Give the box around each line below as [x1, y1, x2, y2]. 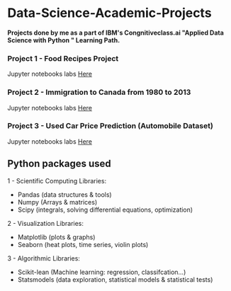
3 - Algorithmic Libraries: [7, 253, 80, 263]
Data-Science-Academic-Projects [7, 5, 212, 21]
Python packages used [7, 158, 111, 170]
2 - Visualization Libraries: [7, 219, 84, 227]
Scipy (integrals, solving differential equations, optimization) [17, 205, 193, 214]
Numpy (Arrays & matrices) [17, 198, 98, 206]
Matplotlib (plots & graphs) [17, 232, 96, 241]
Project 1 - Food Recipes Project [7, 53, 119, 63]
